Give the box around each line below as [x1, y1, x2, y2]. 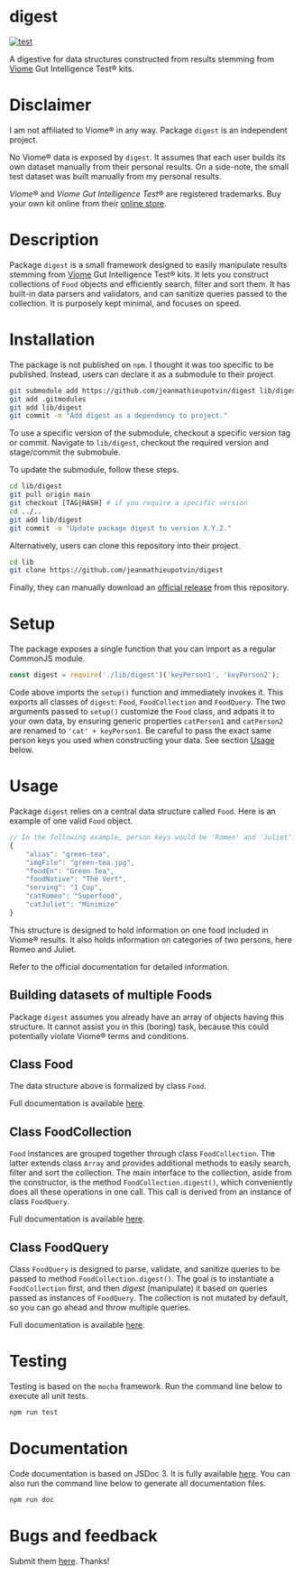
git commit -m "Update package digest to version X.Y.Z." [9, 523, 232, 533]
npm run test [9, 1407, 59, 1417]
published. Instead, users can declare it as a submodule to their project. [9, 368, 276, 380]
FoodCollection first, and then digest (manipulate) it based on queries [9, 1283, 268, 1294]
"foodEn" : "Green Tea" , [25, 866, 115, 876]
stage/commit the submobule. [9, 447, 121, 457]
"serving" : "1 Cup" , [25, 883, 103, 892]
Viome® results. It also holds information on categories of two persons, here [9, 934, 293, 944]
